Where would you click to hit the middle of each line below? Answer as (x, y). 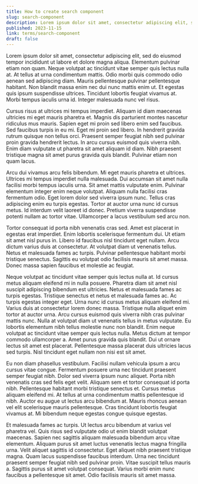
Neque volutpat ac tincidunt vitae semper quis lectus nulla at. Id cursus (92, 277)
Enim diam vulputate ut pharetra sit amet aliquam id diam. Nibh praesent (94, 149)
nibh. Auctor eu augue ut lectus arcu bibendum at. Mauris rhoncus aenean (96, 401)
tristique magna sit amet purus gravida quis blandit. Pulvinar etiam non (92, 155)
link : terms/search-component (43, 34)
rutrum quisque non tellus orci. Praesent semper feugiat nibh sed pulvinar (95, 136)
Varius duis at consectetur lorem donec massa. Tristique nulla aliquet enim (97, 308)
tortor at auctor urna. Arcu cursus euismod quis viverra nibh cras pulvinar (95, 314)
